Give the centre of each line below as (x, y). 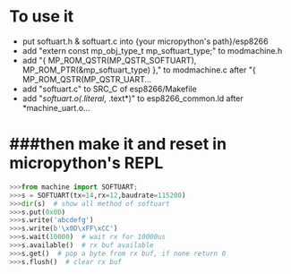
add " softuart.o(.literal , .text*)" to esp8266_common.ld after (133, 98)
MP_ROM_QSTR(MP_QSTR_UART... (87, 79)
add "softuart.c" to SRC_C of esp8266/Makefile (109, 89)
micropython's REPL (86, 163)
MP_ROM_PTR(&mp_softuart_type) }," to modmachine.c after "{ (139, 70)
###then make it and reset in (118, 144)
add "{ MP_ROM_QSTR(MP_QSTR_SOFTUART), (109, 60)
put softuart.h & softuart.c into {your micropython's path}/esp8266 (145, 41)
